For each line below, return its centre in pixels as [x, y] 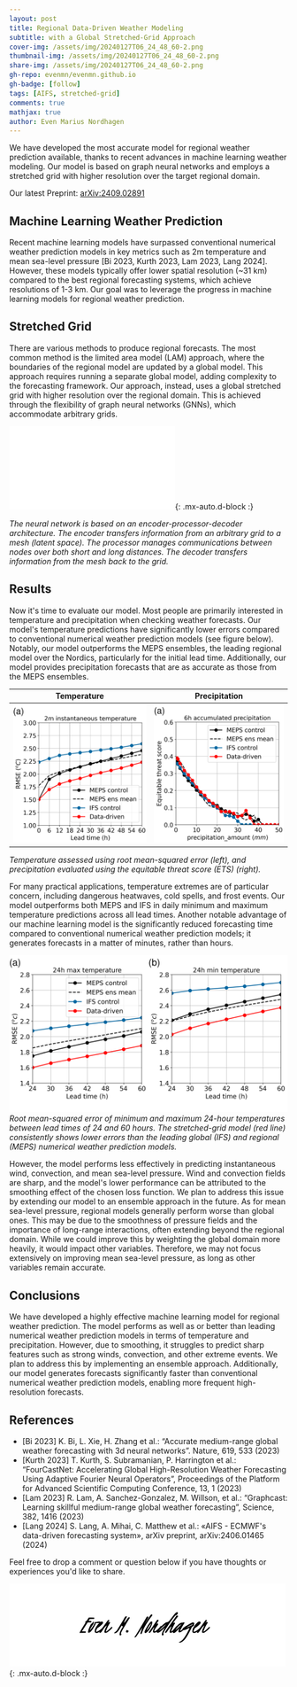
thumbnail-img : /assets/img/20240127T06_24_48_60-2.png [114, 56]
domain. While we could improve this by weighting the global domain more [145, 1240]
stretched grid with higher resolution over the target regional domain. [135, 176]
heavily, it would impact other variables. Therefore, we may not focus [135, 1248]
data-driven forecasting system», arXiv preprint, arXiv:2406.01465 [143, 1535]
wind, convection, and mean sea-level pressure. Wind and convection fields [147, 1173]
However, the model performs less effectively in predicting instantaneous [142, 1164]
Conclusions [45, 1295]
